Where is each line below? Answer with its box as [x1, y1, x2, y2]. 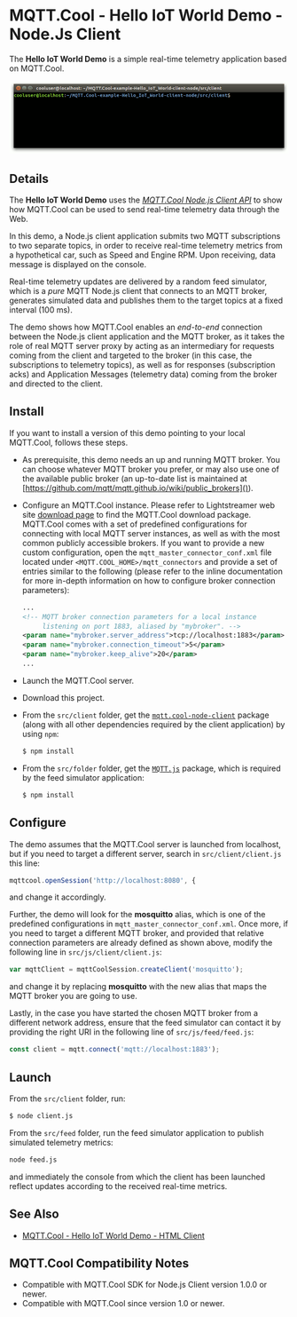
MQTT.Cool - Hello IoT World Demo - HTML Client [21, 1230, 206, 1241]
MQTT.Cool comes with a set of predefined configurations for [21, 519, 247, 529]
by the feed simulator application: [21, 772, 145, 782]
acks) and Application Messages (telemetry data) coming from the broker [9, 369, 277, 380]
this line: [9, 858, 40, 869]
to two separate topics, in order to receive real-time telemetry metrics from [9, 241, 284, 251]
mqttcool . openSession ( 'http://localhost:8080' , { [9, 876, 197, 885]
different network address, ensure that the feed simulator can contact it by [9, 1018, 282, 1028]
